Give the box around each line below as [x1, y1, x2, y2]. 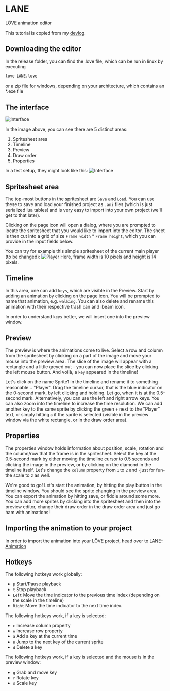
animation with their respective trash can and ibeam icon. [5, 304, 125, 310]
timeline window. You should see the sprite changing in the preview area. [5, 488, 158, 494]
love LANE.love [5, 73, 38, 79]
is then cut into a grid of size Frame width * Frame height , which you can [5, 233, 156, 239]
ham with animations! [5, 509, 50, 515]
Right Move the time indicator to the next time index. [12, 603, 123, 609]
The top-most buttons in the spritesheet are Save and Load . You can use [5, 196, 155, 202]
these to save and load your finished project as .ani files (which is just [5, 201, 153, 208]
